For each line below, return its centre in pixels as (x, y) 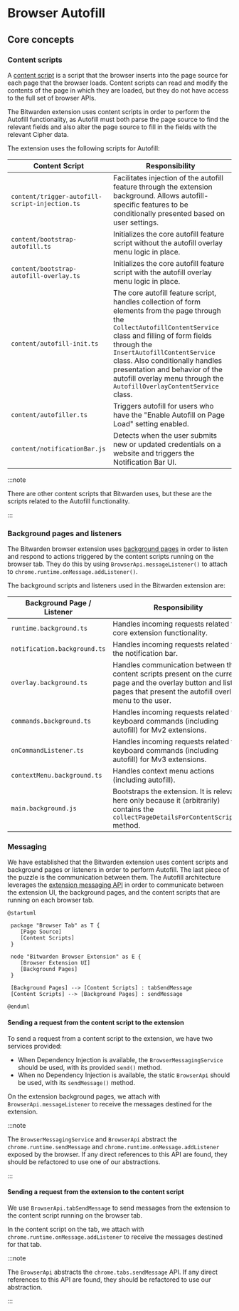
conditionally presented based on (169, 213)
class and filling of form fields (163, 335)
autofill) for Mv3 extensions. (160, 759)
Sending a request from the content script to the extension (96, 1023)
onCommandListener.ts (47, 751)
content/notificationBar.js (58, 448)
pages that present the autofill (163, 692)
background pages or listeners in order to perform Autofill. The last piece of (118, 870)
